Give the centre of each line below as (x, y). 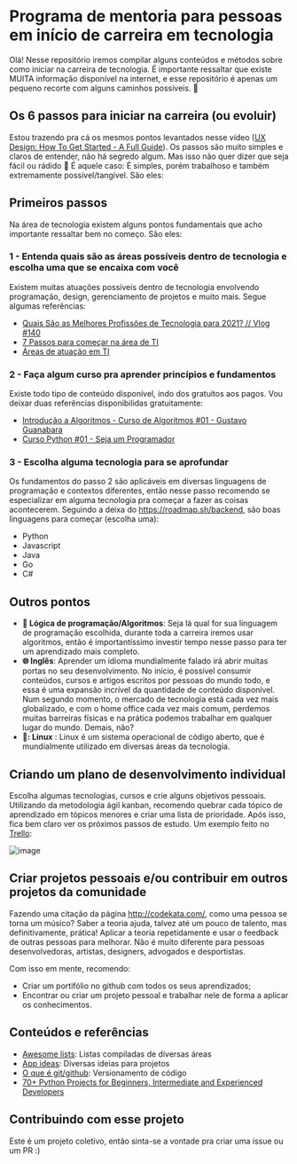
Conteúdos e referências (79, 1032)
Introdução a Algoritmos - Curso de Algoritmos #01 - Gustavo (134, 421)
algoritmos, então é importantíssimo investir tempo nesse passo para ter (154, 642)
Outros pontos (50, 602)
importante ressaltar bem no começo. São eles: (96, 233)
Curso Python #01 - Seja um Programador (98, 439)
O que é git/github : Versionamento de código (104, 1073)
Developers (43, 1091)
